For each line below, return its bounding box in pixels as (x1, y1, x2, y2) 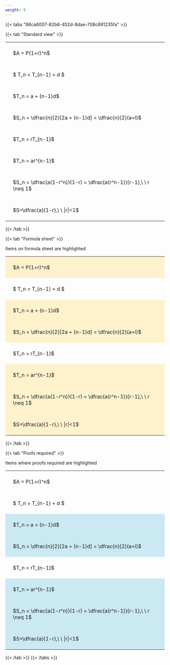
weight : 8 (5, 7, 26, 13)
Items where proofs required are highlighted (5, 459, 97, 466)
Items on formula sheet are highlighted (5, 245, 86, 251)
